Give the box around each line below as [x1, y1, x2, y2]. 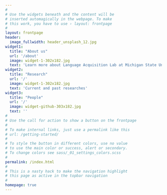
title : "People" [9, 95, 43, 100]
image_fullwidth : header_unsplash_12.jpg [9, 40, 97, 45]
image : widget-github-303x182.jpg [9, 104, 81, 109]
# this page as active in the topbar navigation [5, 173, 108, 179]
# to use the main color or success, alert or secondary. [5, 146, 128, 151]
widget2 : [5, 67, 23, 72]
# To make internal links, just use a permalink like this [5, 127, 130, 132]
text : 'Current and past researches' [9, 85, 88, 91]
